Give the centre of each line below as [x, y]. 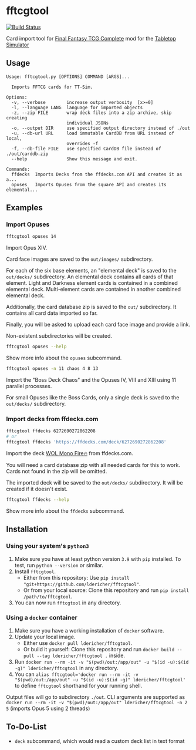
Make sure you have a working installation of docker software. [89, 630]
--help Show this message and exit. [75, 159]
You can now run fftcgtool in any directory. [68, 603]
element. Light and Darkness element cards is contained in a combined [92, 283]
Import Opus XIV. [27, 248]
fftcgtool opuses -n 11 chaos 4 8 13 [52, 369]
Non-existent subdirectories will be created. [59, 336]
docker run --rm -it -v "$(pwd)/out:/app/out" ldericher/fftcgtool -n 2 [97, 702]
